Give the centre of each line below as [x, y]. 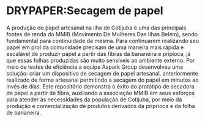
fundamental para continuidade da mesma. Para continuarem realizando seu [103, 41]
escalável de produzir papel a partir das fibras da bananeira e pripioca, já [99, 53]
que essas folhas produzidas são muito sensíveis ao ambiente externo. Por [101, 60]
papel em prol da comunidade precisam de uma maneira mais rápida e [95, 47]
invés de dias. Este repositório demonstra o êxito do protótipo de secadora [100, 86]
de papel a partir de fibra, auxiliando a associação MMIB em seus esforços [100, 93]
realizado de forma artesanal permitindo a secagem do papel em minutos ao [102, 80]
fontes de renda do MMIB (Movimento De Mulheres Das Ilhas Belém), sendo [102, 34]
